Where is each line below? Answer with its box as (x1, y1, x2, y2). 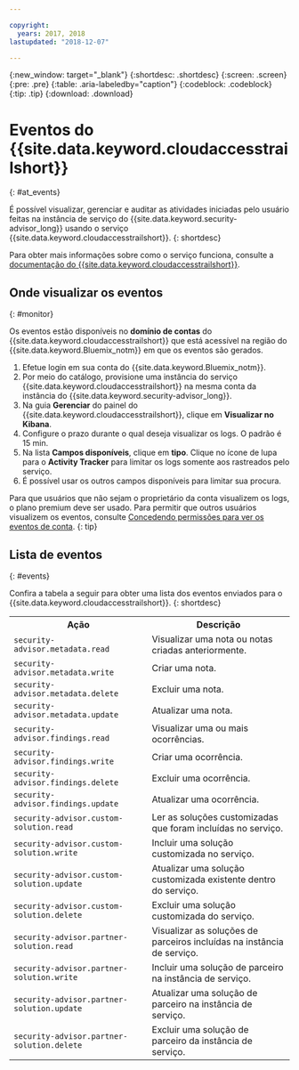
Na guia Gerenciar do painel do (21, 400, 138, 410)
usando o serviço (65, 223, 129, 234)
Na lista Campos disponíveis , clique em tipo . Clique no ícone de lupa (21, 447, 278, 458)
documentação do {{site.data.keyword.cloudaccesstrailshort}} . (9, 259, 240, 270)
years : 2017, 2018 (17, 28, 86, 38)
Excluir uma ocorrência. (151, 772, 251, 784)
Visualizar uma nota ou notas (151, 633, 273, 645)
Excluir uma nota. (151, 683, 224, 695)
